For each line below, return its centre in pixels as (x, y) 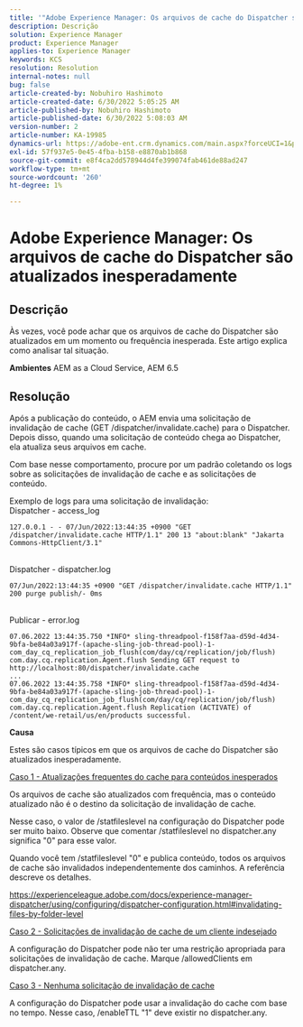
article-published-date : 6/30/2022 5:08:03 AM (98, 118)
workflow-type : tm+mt (50, 169)
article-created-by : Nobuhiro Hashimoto (87, 93)
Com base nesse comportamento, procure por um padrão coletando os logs (151, 464)
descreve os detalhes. (50, 877)
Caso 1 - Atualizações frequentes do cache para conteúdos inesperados (143, 776)
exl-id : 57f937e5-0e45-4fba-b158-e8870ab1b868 (98, 152)
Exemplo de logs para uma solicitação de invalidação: (109, 501)
